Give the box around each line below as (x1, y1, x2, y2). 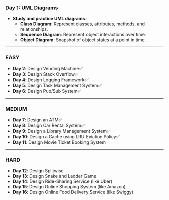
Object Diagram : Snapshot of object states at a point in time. (20, 37, 146, 43)
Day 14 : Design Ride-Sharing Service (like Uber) (12, 178, 113, 184)
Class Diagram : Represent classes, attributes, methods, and (20, 21, 145, 27)
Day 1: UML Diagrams (5, 4, 58, 11)
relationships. (20, 26, 48, 32)
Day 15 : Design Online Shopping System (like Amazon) (12, 184, 126, 190)
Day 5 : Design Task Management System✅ (12, 82, 102, 88)
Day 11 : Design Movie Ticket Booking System (12, 139, 106, 145)
